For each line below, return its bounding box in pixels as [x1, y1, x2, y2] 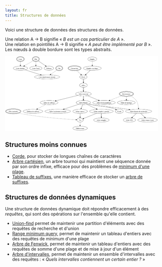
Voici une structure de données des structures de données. [5, 27, 124, 32]
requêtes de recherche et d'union [12, 225, 79, 231]
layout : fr [5, 8, 27, 13]
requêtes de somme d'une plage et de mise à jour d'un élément [12, 246, 139, 252]
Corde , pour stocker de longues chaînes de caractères [12, 153, 121, 159]
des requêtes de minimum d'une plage [12, 236, 89, 241]
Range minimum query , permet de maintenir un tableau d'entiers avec [12, 230, 152, 237]
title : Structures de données [5, 13, 66, 18]
